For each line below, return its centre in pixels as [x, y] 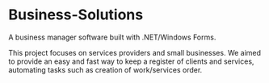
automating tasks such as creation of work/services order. [105, 69]
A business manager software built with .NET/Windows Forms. [112, 37]
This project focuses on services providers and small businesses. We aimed [134, 52]
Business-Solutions [76, 15]
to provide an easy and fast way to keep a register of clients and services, [131, 61]
